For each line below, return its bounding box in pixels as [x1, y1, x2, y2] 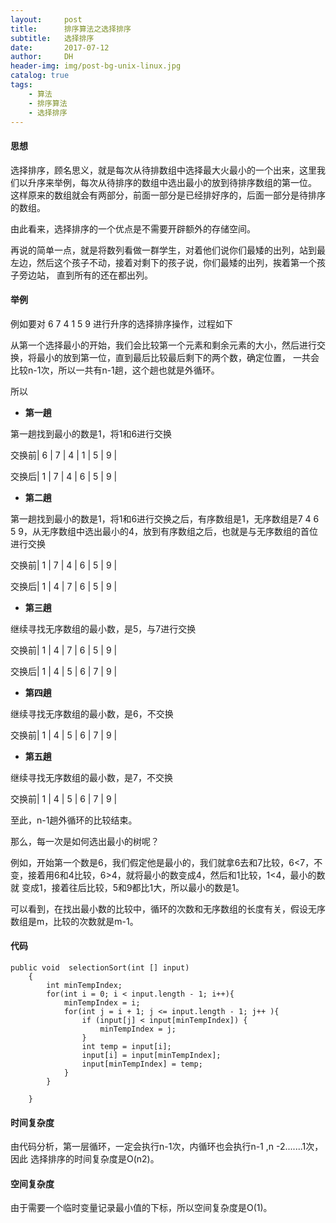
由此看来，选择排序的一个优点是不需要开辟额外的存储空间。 [10, 222, 256, 235]
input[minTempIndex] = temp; [81, 1059, 203, 1069]
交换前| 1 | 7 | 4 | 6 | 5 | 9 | [10, 559, 118, 571]
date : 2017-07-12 [10, 42, 110, 53]
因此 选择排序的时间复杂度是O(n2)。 [10, 1153, 160, 1165]
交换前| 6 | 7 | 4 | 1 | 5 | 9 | [10, 449, 118, 461]
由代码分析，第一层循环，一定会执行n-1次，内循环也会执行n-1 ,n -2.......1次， [10, 1141, 324, 1153]
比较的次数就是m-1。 [53, 915, 139, 927]
